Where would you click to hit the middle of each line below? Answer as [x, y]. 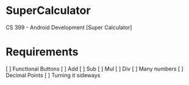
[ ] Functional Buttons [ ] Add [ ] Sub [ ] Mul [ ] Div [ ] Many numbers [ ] [94, 69]
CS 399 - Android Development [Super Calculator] [69, 27]
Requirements [42, 52]
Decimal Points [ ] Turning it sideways [53, 75]
